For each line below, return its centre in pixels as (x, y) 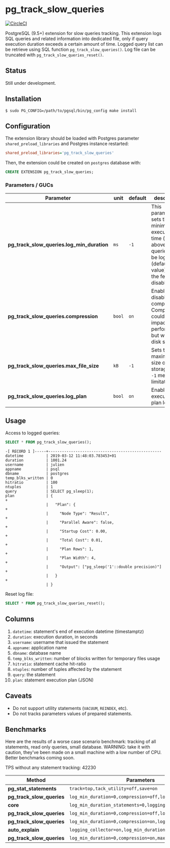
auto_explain (24, 830)
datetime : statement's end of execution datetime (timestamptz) (78, 631)
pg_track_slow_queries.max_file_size (53, 366)
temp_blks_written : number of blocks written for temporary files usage (86, 658)
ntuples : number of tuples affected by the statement (67, 669)
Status (16, 71)
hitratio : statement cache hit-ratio (49, 664)
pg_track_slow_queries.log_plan (47, 396)
